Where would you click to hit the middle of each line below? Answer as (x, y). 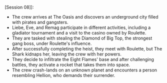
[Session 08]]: (19, 7)
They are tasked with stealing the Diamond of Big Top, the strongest (82, 38)
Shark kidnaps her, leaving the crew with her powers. (67, 54)
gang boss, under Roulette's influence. (52, 43)
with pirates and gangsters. (40, 22)
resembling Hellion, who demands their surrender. (63, 75)
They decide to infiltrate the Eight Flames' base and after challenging (83, 59)
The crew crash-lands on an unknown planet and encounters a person (84, 70)
